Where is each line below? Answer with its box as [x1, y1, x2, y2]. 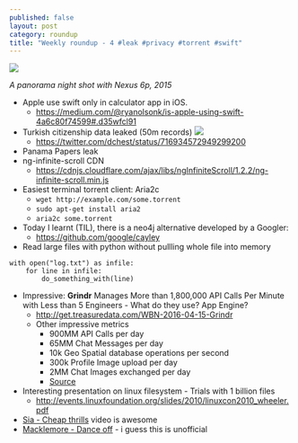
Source [48, 377, 76, 387]
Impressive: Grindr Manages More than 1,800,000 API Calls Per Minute [22, 290, 285, 301]
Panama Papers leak [22, 146, 99, 157]
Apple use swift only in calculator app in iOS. [22, 97, 188, 108]
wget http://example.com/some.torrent [35, 195, 181, 205]
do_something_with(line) [41, 275, 135, 284]
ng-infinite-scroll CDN [22, 155, 105, 166]
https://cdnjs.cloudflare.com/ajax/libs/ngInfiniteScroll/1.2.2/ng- [35, 165, 269, 176]
